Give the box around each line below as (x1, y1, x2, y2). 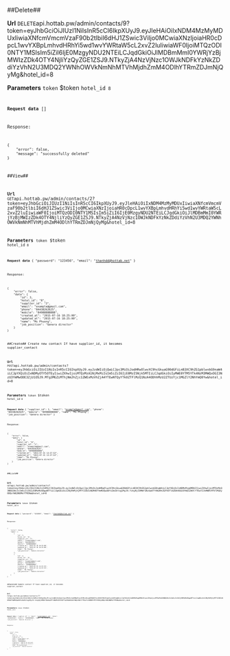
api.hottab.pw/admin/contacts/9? (35, 19, 130, 27)
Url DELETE (7, 19, 36, 27)
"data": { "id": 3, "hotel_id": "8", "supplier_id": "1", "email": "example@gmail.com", (9, 633, 30, 639)
